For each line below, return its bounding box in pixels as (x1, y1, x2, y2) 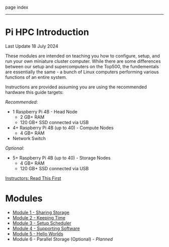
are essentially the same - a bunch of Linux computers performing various (5, 69, 159, 75)
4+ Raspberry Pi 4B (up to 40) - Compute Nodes (12, 125, 114, 131)
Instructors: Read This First (5, 175, 61, 181)
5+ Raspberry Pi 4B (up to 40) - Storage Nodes (12, 155, 111, 161)
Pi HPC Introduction (5, 27, 90, 38)
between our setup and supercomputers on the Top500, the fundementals (5, 63, 159, 69)
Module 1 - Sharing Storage (12, 209, 69, 215)
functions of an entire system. (5, 74, 67, 80)
